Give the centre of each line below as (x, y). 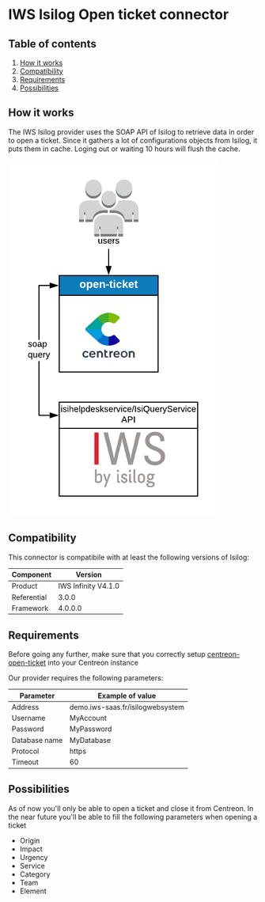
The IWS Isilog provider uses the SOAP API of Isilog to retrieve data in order (131, 131)
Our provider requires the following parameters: (86, 678)
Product (25, 586)
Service (32, 866)
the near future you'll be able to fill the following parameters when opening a (133, 817)
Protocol (25, 751)
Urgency (34, 857)
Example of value (127, 695)
